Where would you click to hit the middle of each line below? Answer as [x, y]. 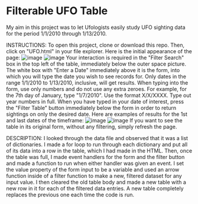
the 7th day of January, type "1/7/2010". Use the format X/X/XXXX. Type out [99, 95]
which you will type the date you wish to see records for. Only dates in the [96, 76]
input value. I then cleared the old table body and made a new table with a [96, 182]
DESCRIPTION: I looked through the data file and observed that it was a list [97, 138]
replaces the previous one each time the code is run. [70, 195]
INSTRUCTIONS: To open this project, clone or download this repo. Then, [95, 45]
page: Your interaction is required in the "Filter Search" [95, 57]
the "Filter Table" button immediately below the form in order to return [91, 108]
